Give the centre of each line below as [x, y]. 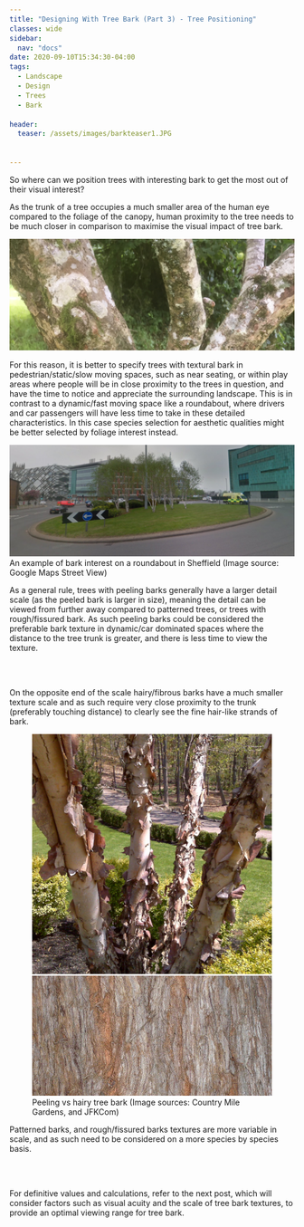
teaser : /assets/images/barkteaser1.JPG [95, 134]
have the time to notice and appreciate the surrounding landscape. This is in [151, 393]
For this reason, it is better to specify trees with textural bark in [126, 364]
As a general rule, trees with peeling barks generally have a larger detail [143, 590]
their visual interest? [47, 189]
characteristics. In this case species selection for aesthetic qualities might [147, 422]
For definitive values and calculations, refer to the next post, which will [141, 1193]
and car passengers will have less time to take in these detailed [128, 413]
